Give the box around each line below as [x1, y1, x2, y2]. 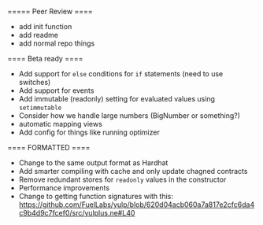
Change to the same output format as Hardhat [18, 158, 169, 168]
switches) [18, 78, 51, 87]
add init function [18, 22, 72, 31]
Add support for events [18, 86, 94, 95]
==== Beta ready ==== [7, 54, 83, 63]
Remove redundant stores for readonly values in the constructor [18, 175, 227, 184]
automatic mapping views [18, 120, 103, 128]
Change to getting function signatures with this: [18, 192, 174, 201]
